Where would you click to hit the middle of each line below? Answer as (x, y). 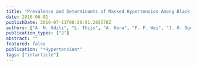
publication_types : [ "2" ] (38, 33)
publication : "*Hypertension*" (44, 50)
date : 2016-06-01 (27, 17)
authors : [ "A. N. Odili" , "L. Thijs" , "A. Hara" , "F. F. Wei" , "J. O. (94, 28)
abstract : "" (22, 38)
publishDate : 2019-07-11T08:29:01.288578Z (59, 22)
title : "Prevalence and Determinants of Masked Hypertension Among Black (98, 11)
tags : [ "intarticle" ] (33, 55)
